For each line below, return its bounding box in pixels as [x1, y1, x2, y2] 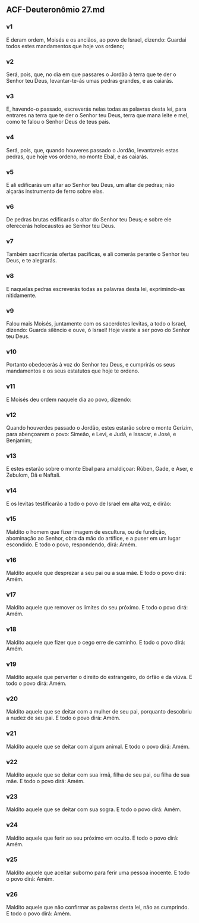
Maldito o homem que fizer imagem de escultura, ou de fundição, [6, 528, 166, 535]
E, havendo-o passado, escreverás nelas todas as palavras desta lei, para [6, 105, 187, 112]
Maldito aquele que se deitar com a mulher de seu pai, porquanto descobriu [6, 708, 192, 715]
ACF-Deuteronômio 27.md [6, 5, 105, 15]
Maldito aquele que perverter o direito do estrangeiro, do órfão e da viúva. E [6, 674, 192, 681]
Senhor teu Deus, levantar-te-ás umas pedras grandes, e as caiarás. [6, 77, 173, 84]
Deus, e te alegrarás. [6, 257, 58, 264]
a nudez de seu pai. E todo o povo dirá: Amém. [6, 714, 121, 722]
